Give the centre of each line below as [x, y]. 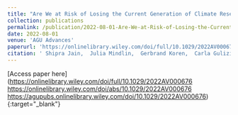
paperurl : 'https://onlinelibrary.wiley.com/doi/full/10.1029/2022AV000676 [121, 47]
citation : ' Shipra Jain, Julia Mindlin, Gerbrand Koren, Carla [109, 54]
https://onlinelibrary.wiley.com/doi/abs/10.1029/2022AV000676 [100, 89]
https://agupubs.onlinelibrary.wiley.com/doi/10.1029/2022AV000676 [107, 96]
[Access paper [29, 73]
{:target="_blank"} [34, 104]
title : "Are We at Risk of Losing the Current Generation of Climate [112, 14]
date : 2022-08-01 [33, 34]
